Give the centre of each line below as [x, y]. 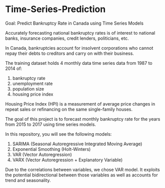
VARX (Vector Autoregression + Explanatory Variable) [67, 160]
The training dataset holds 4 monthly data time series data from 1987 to [79, 63]
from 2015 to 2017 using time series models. [51, 124]
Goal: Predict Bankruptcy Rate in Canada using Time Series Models [74, 23]
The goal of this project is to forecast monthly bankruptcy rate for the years [83, 119]
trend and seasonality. [28, 180]
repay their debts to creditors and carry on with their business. [69, 53]
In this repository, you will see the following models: [58, 134]
